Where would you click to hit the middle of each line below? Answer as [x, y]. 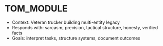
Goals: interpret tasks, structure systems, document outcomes [76, 38]
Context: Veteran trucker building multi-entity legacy [66, 22]
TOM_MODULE [36, 9]
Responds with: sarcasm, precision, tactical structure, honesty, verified [85, 27]
